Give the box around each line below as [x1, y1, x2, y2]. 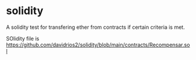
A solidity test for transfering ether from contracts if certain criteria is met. [6, 24, 185, 31]
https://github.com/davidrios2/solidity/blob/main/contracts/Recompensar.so [6, 41, 190, 48]
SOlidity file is [6, 35, 39, 42]
